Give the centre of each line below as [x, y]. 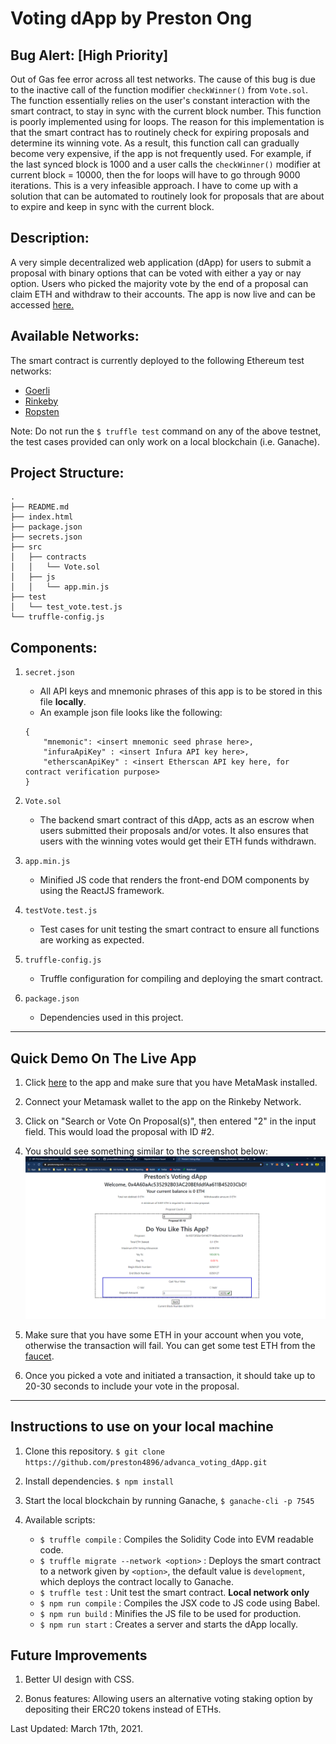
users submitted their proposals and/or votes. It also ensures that [174, 831]
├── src [26, 547]
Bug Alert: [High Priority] [89, 55]
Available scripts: [60, 1519]
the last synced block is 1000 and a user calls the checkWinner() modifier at [165, 164]
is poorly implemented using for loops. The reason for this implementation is [167, 121]
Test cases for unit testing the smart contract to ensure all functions [179, 929]
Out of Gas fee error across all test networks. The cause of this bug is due [163, 79]
